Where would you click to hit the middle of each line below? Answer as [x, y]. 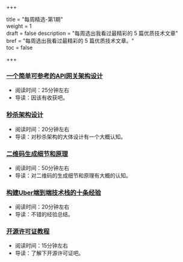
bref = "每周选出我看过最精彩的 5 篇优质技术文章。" [70, 41]
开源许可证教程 [28, 231]
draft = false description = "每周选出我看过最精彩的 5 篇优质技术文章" [92, 33]
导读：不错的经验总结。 [44, 214]
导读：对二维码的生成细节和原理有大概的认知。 [73, 175]
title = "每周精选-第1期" [35, 19]
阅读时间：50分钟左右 [42, 168]
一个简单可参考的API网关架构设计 [55, 76]
